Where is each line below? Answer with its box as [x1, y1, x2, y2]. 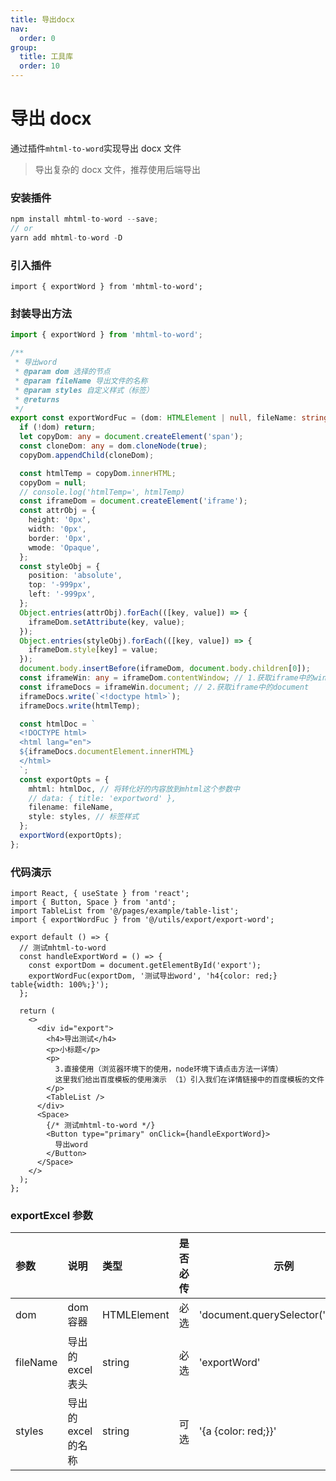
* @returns [14, 394, 60, 405]
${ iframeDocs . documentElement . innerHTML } [19, 747, 195, 757]
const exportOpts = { [19, 774, 110, 785]
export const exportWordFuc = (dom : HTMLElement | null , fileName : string [10, 413, 329, 423]
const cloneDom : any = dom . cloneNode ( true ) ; [19, 441, 208, 451]
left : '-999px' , [28, 589, 97, 600]
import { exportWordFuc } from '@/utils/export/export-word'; [10, 915, 275, 925]
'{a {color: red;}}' [198, 1424, 277, 1438]
